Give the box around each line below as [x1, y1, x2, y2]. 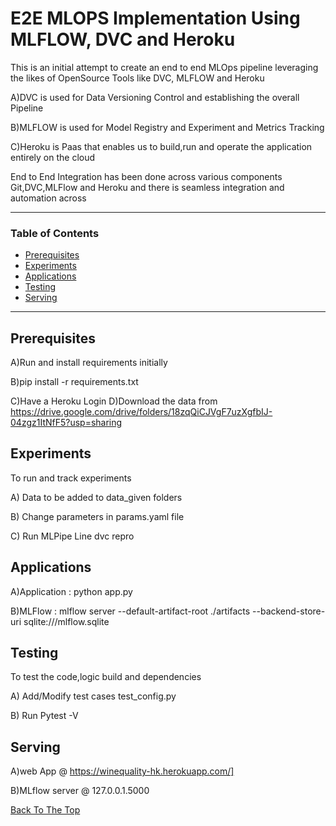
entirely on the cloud [10, 151, 96, 163]
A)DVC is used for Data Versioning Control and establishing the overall [10, 91, 300, 103]
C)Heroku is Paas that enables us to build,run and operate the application [10, 140, 313, 152]
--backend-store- [252, 605, 326, 617]
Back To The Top [10, 804, 81, 816]
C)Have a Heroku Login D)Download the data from [10, 395, 218, 407]
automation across [10, 192, 87, 204]
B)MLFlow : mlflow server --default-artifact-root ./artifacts [10, 605, 251, 617]
